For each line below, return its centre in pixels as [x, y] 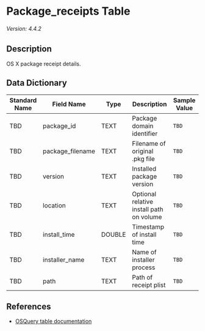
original [143, 151]
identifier [145, 133]
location [54, 205]
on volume [147, 217]
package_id [59, 125]
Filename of [149, 143]
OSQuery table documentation [53, 321]
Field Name [69, 104]
